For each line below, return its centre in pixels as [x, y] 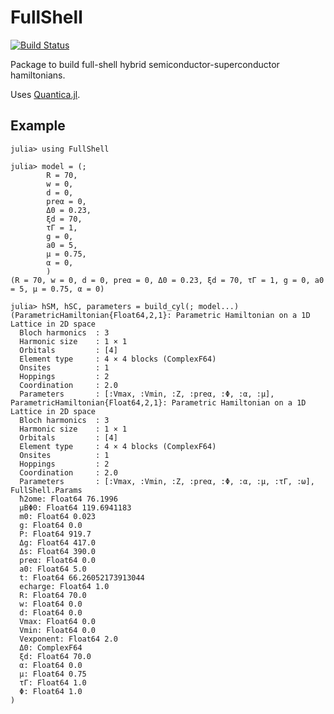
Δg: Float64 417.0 [58, 542]
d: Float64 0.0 [51, 612]
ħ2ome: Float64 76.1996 [68, 499]
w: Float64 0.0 [51, 604]
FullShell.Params [46, 490]
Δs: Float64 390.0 [58, 551]
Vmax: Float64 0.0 [58, 621]
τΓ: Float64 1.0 [53, 682]
